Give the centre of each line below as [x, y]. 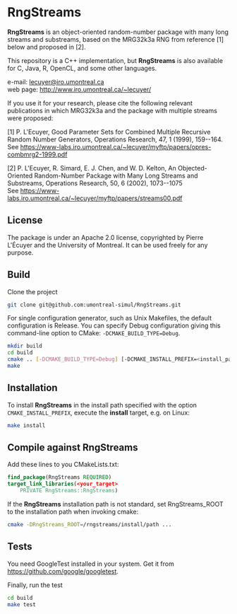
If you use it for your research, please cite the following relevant [100, 103]
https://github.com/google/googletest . [63, 571]
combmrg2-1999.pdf [37, 154]
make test [22, 604]
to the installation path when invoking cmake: [73, 512]
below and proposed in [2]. [47, 47]
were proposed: [30, 118]
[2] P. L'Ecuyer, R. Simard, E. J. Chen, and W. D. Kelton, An [92, 168]
